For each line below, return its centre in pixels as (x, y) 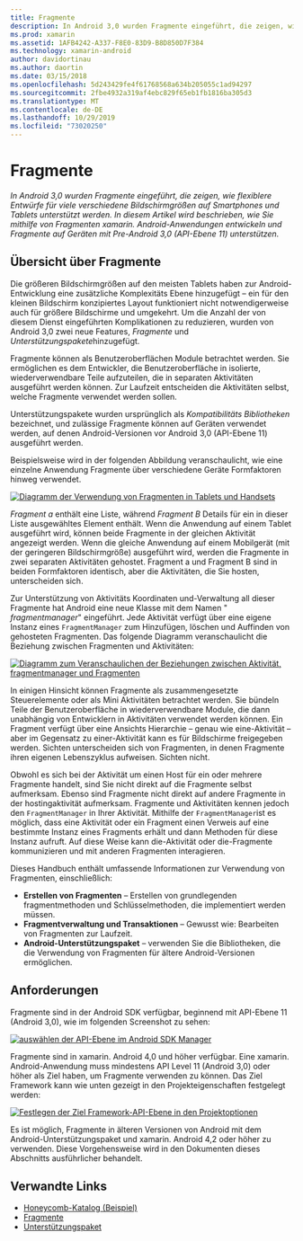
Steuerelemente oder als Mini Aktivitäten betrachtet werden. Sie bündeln (145, 700)
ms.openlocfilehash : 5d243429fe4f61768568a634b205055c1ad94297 (131, 84)
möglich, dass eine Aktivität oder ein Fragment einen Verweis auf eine (139, 822)
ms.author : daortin (47, 68)
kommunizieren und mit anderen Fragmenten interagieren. (118, 851)
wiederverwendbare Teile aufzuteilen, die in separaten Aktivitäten (132, 377)
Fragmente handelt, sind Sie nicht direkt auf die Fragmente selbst (131, 784)
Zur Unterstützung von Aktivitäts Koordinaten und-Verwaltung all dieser (143, 598)
